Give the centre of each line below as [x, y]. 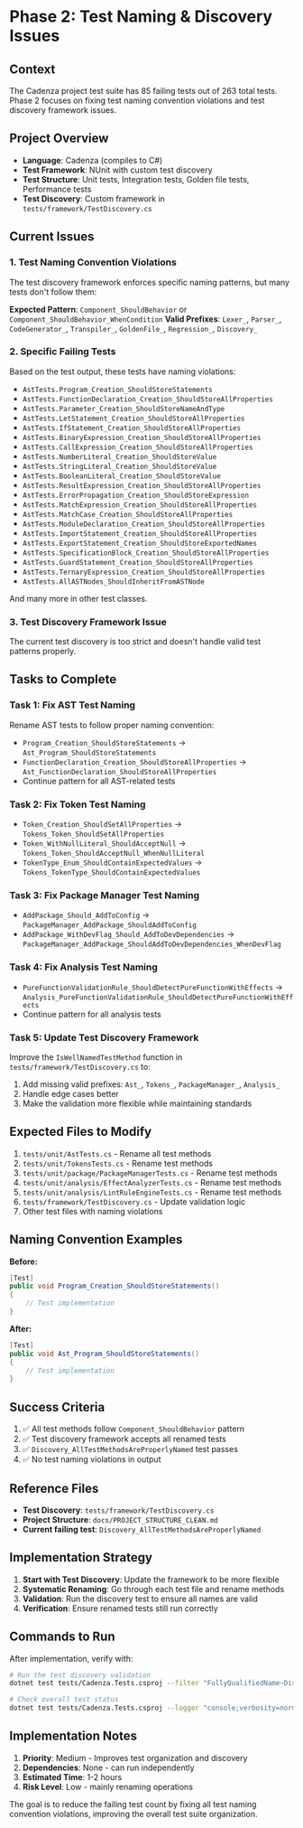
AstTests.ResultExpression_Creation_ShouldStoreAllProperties [142, 485]
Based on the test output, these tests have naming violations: [123, 371]
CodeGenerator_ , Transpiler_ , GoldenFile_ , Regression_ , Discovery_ [134, 328]
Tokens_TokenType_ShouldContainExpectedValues [111, 873]
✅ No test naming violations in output [92, 1459]
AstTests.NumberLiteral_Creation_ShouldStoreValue [119, 457]
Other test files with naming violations [92, 1211]
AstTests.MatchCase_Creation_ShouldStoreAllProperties [128, 514]
